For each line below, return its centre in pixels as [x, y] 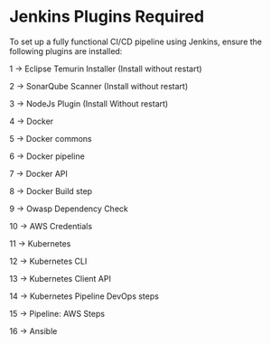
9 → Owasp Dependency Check [69, 209]
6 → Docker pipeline [47, 156]
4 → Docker [32, 121]
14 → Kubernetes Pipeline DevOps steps [84, 296]
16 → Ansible [33, 330]
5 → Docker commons [51, 138]
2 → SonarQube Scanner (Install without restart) [99, 86]
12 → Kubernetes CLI [48, 261]
